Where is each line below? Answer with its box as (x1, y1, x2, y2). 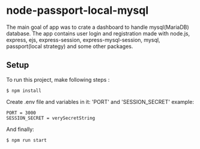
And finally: (6, 126, 34, 133)
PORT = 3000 (6, 109, 36, 116)
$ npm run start (6, 137, 47, 143)
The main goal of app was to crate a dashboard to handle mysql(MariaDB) (6, 23, 189, 31)
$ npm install (6, 88, 42, 94)
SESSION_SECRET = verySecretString (6, 115, 95, 121)
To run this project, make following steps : (6, 76, 110, 83)
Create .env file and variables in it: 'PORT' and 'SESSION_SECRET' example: (6, 98, 194, 105)
